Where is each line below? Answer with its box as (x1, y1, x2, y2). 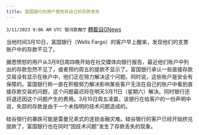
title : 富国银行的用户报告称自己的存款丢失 (6, 8, 100, 15)
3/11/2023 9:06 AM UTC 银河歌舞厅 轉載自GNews (6, 25, 121, 33)
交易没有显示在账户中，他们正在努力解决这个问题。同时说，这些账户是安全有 (6, 73, 193, 80)
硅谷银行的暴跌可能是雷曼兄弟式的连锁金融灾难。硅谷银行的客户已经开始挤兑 (6, 115, 193, 122)
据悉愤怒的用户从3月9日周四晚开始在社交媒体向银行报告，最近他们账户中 (6, 58, 184, 65)
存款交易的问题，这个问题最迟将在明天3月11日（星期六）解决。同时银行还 (11, 88, 191, 95)
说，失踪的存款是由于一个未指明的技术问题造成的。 (6, 102, 131, 110)
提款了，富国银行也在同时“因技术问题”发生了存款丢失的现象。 (6, 123, 156, 130)
